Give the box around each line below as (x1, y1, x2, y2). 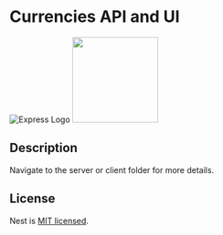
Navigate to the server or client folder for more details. (9, 164, 215, 175)
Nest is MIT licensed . (9, 215, 90, 226)
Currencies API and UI (9, 6, 180, 27)
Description (9, 140, 78, 156)
